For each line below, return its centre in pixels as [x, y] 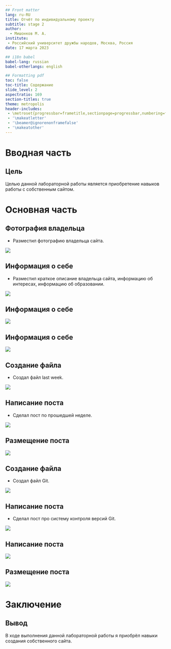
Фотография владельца [45, 229]
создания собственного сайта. [39, 641]
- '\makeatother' [26, 128]
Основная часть [41, 210]
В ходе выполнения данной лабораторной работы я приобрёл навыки [81, 635]
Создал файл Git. [31, 481]
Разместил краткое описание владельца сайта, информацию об [83, 278]
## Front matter [22, 10]
